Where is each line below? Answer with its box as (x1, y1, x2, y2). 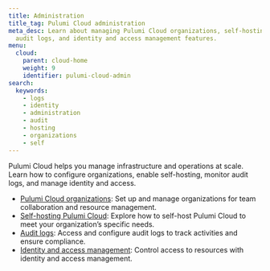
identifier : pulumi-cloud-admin (22, 72, 131, 80)
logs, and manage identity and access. (8, 178, 137, 187)
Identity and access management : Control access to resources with (19, 244, 244, 254)
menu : (8, 42, 27, 50)
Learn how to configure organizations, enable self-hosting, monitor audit (8, 170, 249, 179)
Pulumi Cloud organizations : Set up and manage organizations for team (19, 194, 256, 203)
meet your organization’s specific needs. (19, 219, 155, 229)
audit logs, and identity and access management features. (15, 34, 218, 43)
